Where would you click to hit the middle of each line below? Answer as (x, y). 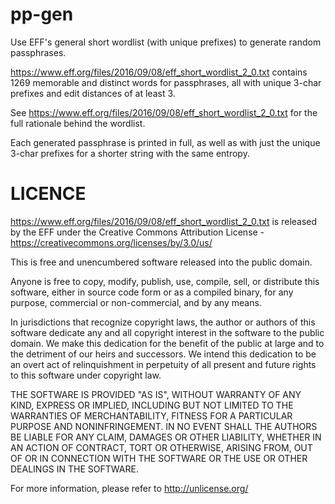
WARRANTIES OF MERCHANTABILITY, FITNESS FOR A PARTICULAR (151, 415)
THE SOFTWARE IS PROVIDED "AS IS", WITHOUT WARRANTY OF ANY (156, 394)
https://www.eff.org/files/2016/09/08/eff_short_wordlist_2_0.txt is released (164, 221)
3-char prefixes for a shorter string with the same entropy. (130, 153)
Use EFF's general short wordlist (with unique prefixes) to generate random (166, 42)
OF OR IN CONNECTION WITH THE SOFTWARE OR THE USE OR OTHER (159, 458)
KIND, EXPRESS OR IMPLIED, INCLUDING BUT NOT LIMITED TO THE (152, 405)
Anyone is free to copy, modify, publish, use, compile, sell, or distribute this (165, 281)
